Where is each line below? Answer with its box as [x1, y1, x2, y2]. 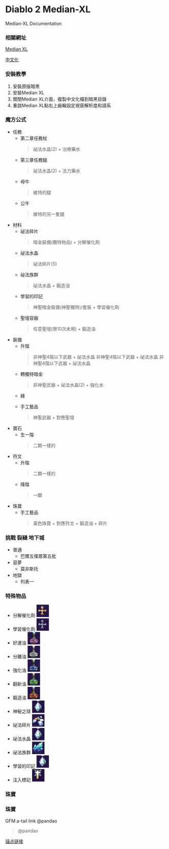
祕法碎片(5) [33, 261, 57, 267]
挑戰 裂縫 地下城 [5, 534, 45, 541]
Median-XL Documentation [5, 20, 62, 27]
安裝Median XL [12, 89, 45, 95]
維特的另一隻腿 [33, 211, 65, 217]
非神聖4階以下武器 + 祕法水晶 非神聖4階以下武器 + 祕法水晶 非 [33, 353, 164, 360]
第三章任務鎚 [20, 157, 47, 163]
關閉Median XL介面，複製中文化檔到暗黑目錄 [12, 96, 107, 102]
